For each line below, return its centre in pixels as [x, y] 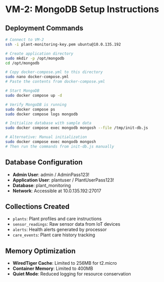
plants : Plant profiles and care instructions [57, 219]
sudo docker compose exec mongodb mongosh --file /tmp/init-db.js [77, 128]
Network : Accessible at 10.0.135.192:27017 [57, 191]
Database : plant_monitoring [42, 185]
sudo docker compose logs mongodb [42, 114]
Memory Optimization [40, 251]
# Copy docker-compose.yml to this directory [54, 72]
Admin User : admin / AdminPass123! [51, 174]
